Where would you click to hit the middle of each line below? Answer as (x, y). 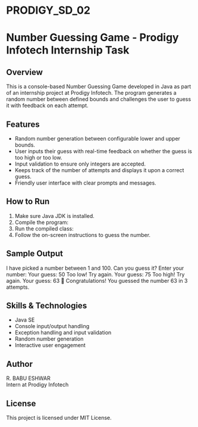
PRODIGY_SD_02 (48, 10)
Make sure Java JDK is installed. (55, 216)
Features (23, 124)
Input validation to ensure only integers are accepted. (80, 164)
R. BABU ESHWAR (28, 378)
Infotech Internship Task (68, 50)
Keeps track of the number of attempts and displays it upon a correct (99, 170)
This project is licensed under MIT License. (59, 418)
